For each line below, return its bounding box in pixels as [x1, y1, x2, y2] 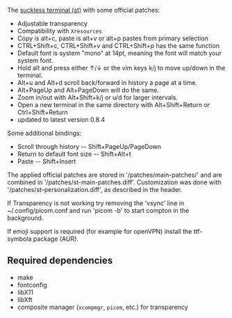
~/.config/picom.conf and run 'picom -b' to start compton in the [7, 207, 190, 214]
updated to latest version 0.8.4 [17, 116, 106, 124]
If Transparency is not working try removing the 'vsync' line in [7, 199, 185, 207]
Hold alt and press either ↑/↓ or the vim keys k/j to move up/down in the [17, 64, 226, 72]
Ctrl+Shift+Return [17, 108, 68, 116]
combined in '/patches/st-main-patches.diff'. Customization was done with [7, 178, 222, 186]
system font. [17, 56, 53, 65]
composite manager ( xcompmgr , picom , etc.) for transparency [17, 303, 189, 311]
